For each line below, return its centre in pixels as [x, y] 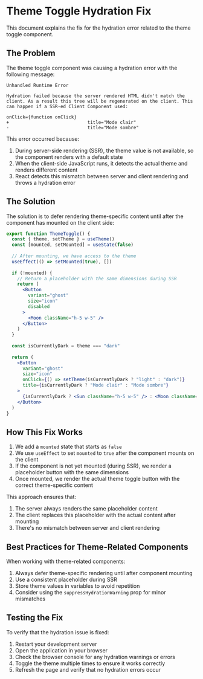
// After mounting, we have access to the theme [74, 256]
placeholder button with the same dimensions [72, 472]
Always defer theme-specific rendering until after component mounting [104, 573]
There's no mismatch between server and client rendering [87, 528]
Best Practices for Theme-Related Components [97, 547]
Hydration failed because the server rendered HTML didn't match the [96, 96]
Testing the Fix [35, 618]
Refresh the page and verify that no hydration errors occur [88, 669]
